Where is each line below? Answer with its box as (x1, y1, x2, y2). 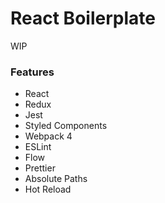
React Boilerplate (10, 7, 156, 30)
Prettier (24, 162, 56, 174)
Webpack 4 (24, 130, 73, 142)
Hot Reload (24, 183, 72, 196)
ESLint (24, 141, 52, 153)
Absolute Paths (24, 173, 88, 185)
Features (10, 65, 55, 79)
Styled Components (24, 120, 108, 132)
